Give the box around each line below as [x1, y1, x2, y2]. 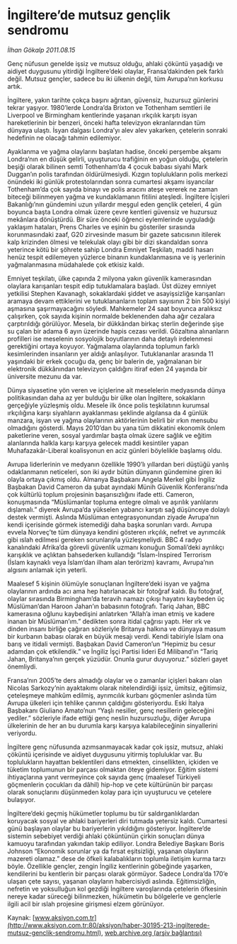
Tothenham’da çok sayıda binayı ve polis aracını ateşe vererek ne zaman [7, 185, 218, 193]
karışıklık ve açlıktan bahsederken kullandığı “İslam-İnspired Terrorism [7, 550, 212, 559]
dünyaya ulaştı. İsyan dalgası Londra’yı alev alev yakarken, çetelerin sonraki [7, 126, 228, 134]
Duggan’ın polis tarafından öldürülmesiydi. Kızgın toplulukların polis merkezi [7, 170, 229, 178]
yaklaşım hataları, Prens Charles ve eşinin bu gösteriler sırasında [7, 222, 195, 231]
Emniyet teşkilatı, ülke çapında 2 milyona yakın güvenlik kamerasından [7, 274, 212, 282]
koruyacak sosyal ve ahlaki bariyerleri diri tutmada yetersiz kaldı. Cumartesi [7, 816, 228, 825]
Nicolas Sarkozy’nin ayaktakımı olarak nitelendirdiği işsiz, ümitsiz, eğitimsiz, [7, 684, 228, 692]
